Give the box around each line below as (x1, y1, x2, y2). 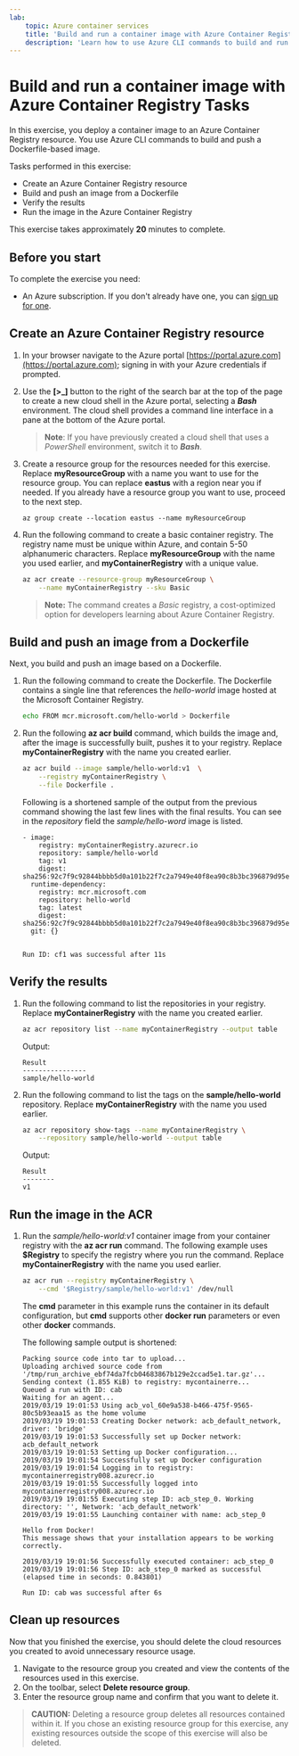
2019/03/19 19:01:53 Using (21, 1401, 123, 1410)
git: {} (30, 927, 60, 936)
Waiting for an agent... (21, 1393, 115, 1402)
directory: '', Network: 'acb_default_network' (21, 1502, 202, 1512)
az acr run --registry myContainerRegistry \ (21, 1276, 194, 1285)
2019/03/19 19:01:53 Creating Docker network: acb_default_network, (21, 1416, 282, 1425)
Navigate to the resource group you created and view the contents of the (21, 1662, 290, 1673)
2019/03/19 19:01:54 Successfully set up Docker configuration (21, 1455, 263, 1464)
